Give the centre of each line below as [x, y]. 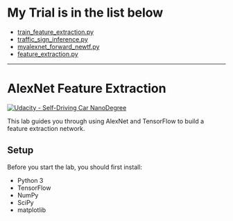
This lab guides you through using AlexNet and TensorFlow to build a [106, 121]
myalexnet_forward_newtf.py [58, 46]
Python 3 [30, 180]
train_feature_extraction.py [55, 32]
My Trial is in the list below [85, 13]
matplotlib [32, 210]
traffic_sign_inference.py [53, 39]
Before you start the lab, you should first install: [75, 167]
